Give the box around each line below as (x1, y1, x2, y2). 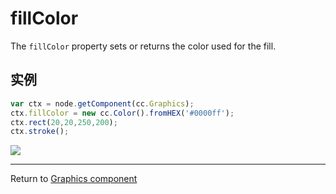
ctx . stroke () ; (10, 127, 70, 137)
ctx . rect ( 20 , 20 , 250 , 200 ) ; (10, 117, 118, 127)
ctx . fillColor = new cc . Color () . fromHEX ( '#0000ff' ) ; (10, 108, 235, 118)
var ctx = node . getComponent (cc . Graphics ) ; (10, 98, 195, 109)
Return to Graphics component (10, 173, 138, 185)
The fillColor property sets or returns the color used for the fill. (10, 40, 277, 52)
